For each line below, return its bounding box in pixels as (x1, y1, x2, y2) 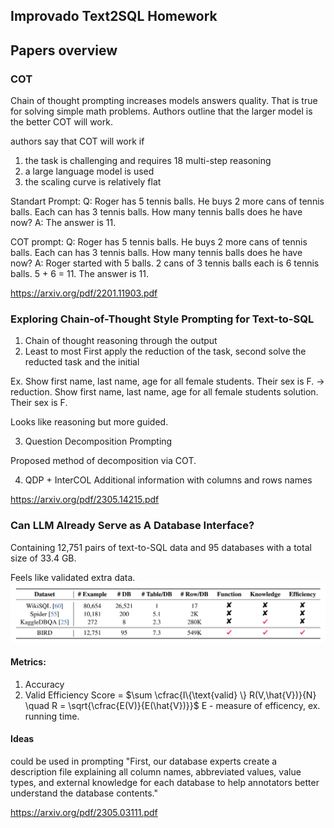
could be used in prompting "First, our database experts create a (10, 755, 278, 768)
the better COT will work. (10, 116, 113, 128)
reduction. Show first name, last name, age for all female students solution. (10, 386, 319, 398)
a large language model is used (24, 165, 155, 178)
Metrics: (10, 656, 47, 668)
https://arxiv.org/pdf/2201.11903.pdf (10, 287, 158, 299)
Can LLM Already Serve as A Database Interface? (10, 519, 255, 533)
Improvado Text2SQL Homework (10, 8, 218, 25)
